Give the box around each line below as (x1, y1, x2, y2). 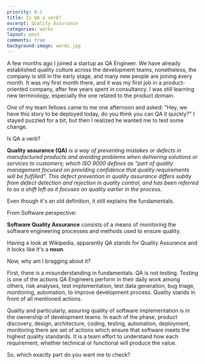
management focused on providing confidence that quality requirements (7, 166, 190, 173)
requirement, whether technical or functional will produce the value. (7, 339, 177, 346)
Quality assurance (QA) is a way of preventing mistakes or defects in (7, 147, 182, 154)
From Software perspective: (7, 209, 77, 216)
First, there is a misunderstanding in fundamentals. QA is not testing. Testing (7, 269, 198, 276)
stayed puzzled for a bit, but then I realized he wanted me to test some (7, 116, 184, 124)
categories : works (7, 26, 54, 32)
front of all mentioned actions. (7, 295, 83, 302)
